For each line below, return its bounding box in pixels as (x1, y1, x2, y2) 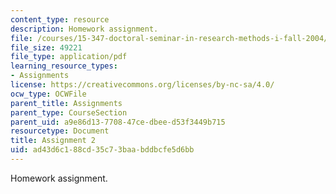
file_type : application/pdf (10, 52, 128, 62)
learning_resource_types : (10, 61, 118, 71)
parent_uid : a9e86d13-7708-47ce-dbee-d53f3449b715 (10, 117, 226, 127)
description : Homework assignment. (10, 24, 159, 34)
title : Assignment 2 (10, 136, 97, 146)
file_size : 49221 (10, 42, 83, 53)
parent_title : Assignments (10, 98, 123, 108)
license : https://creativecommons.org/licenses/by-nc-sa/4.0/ (10, 80, 275, 90)
